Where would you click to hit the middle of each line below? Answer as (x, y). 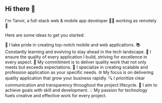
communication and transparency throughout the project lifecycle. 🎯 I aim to (81, 85)
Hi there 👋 (20, 9)
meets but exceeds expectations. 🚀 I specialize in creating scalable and (77, 67)
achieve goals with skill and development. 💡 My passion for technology (76, 90)
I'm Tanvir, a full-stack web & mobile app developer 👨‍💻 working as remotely (81, 20)
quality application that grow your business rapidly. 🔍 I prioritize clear (75, 78)
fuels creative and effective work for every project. (56, 95)
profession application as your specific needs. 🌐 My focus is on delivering (79, 72)
